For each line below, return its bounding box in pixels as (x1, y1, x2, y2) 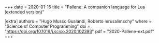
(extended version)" (4, 9, 44, 15)
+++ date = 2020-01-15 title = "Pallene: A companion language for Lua (4, 4, 145, 10)
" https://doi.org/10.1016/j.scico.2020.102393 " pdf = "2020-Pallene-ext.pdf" (4, 29, 154, 34)
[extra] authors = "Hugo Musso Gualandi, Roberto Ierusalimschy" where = (4, 19, 152, 24)
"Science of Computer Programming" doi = (4, 23, 90, 29)
